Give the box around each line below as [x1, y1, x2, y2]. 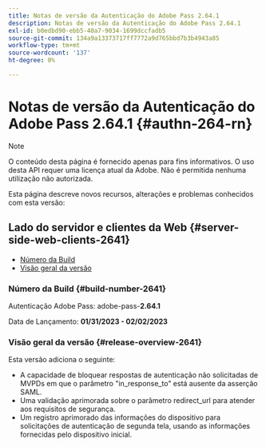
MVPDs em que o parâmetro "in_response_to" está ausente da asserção [19, 379, 258, 389]
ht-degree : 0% [8, 57, 56, 65]
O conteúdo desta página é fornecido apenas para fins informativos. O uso [8, 157, 255, 166]
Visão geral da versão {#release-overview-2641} [8, 337, 202, 348]
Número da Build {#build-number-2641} [8, 283, 166, 294]
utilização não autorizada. [8, 174, 93, 183]
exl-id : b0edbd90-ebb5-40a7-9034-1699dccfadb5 [8, 26, 166, 34]
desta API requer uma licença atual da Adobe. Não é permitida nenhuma [8, 165, 246, 174]
